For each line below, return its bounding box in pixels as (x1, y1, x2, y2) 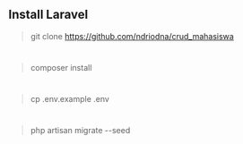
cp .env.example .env (30, 94, 109, 105)
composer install (30, 63, 92, 72)
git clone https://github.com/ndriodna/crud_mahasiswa (30, 30, 234, 41)
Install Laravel (8, 7, 89, 22)
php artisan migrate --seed (30, 125, 131, 136)
